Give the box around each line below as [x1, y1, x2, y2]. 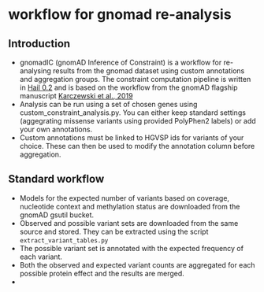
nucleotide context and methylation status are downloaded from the [19, 201, 240, 211]
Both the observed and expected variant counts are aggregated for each [19, 260, 255, 269]
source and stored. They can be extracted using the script [19, 227, 209, 236]
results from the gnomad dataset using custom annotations [52, 66, 245, 76]
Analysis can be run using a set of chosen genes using [19, 100, 198, 109]
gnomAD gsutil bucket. [19, 210, 95, 220]
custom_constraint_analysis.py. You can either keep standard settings [19, 108, 247, 117]
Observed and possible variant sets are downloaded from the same [19, 218, 239, 227]
